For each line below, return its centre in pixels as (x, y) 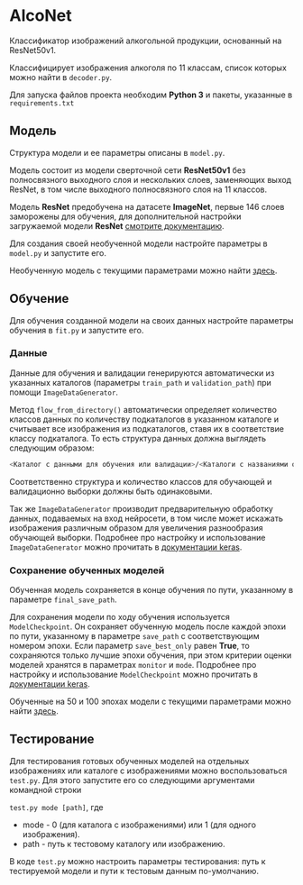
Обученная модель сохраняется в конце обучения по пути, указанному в (151, 590)
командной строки (46, 789)
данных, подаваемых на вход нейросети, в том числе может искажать (147, 518)
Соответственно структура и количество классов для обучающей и (141, 481)
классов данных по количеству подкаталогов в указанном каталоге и (144, 419)
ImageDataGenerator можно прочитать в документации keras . (126, 547)
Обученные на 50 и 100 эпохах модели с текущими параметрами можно (150, 702)
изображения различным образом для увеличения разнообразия (136, 527)
